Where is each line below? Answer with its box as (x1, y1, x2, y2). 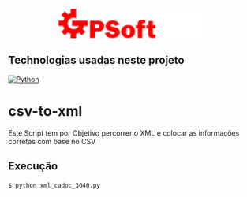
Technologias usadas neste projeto (8, 54, 185, 67)
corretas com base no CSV (8, 136, 96, 146)
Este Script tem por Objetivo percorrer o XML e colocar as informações (8, 128, 240, 138)
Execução (8, 159, 58, 173)
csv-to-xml (8, 102, 83, 120)
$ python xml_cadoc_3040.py (8, 181, 101, 189)
